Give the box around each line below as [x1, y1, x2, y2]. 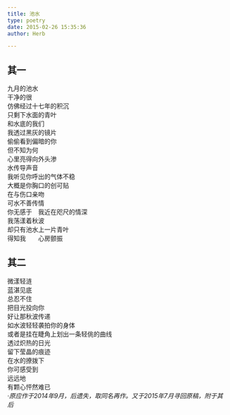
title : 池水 [7, 10, 40, 18]
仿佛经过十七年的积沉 [7, 102, 69, 110]
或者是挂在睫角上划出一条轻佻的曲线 [7, 330, 113, 338]
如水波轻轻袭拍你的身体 [7, 320, 75, 329]
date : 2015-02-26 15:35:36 [7, 23, 87, 30]
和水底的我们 [7, 119, 44, 128]
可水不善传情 [7, 199, 44, 207]
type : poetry [7, 17, 46, 24]
